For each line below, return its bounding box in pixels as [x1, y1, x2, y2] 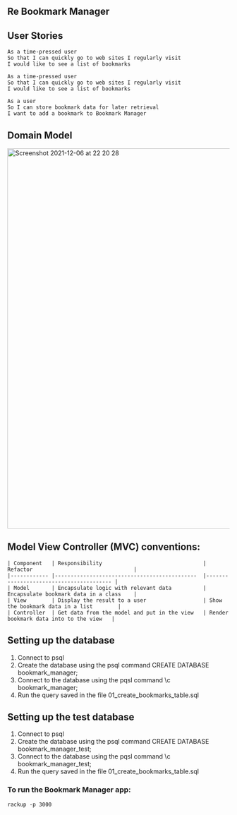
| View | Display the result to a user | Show [7, 596, 222, 604]
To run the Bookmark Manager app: [7, 785, 132, 795]
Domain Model [7, 129, 73, 141]
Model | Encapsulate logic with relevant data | [13, 584, 207, 591]
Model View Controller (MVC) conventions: [7, 541, 201, 553]
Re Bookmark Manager [7, 6, 110, 18]
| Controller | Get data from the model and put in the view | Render [7, 609, 229, 616]
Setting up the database [7, 634, 115, 646]
